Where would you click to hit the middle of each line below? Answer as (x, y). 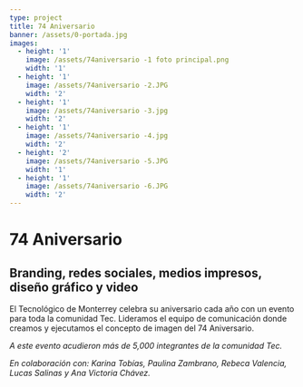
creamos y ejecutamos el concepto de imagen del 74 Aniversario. (132, 328)
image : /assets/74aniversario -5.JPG (97, 161)
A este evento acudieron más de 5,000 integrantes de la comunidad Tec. (146, 346)
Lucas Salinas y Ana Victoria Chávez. (80, 373)
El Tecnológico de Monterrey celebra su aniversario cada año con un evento (152, 309)
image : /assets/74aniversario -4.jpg (97, 136)
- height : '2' (44, 152)
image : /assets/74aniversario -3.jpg (97, 111)
